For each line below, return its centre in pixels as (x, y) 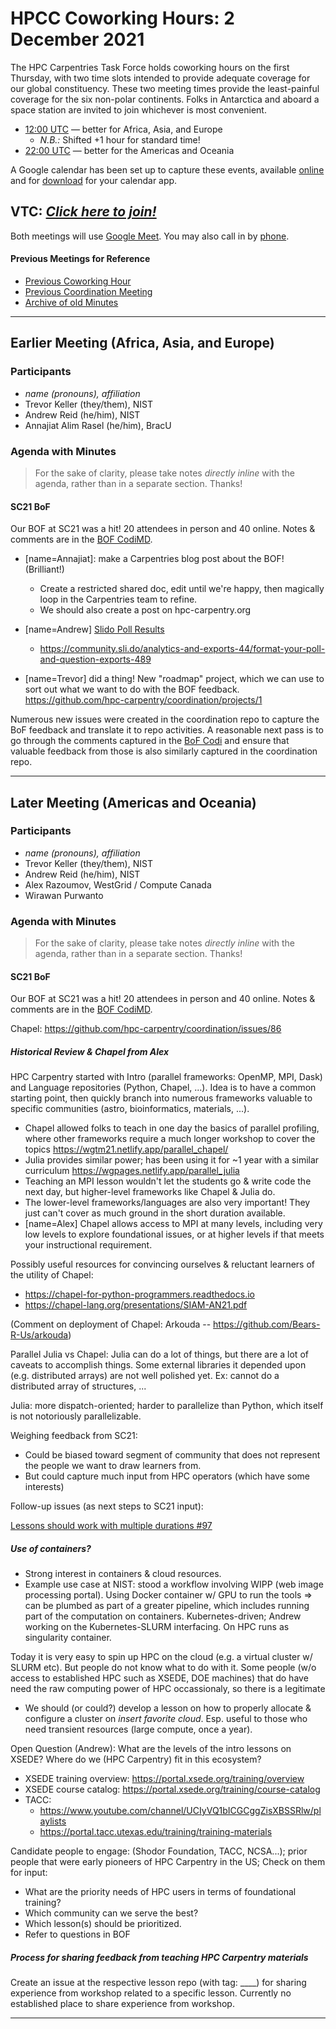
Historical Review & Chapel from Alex (90, 1051)
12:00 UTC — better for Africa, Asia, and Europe (123, 129)
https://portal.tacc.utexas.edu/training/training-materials (156, 1832)
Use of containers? (51, 1548)
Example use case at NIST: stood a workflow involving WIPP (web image (174, 1584)
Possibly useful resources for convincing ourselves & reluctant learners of (163, 1264)
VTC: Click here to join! (83, 212)
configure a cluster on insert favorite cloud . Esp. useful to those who (166, 1719)
